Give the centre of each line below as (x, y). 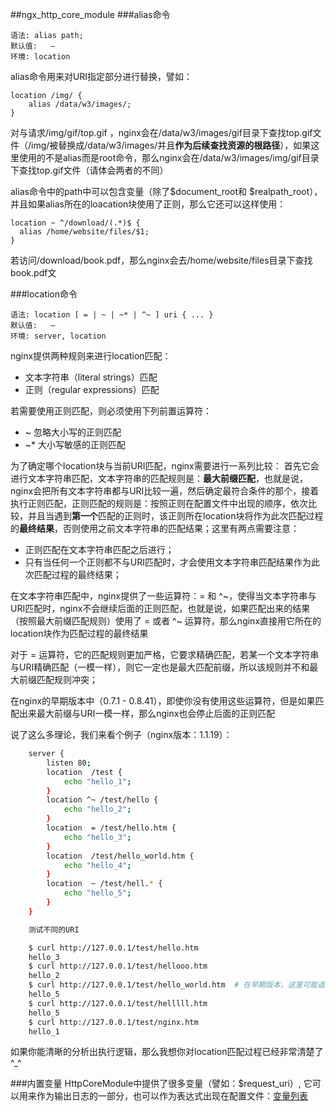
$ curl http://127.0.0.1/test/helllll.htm (118, 1003)
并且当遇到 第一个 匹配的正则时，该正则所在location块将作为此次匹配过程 (175, 516)
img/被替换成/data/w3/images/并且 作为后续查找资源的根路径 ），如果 (171, 145)
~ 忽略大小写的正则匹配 (73, 432)
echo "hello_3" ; (97, 837)
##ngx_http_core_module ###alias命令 (90, 14)
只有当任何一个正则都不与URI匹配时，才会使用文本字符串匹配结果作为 (168, 562)
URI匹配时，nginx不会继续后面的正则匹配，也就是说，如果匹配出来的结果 (160, 608)
